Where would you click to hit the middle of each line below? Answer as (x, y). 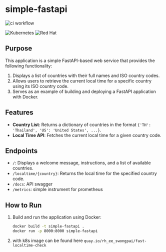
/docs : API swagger (32, 184)
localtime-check (29, 245)
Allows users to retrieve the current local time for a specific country (82, 80)
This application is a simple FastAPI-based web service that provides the (80, 60)
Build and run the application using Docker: (57, 217)
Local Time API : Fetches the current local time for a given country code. (87, 135)
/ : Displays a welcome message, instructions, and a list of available (81, 163)
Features (19, 113)
